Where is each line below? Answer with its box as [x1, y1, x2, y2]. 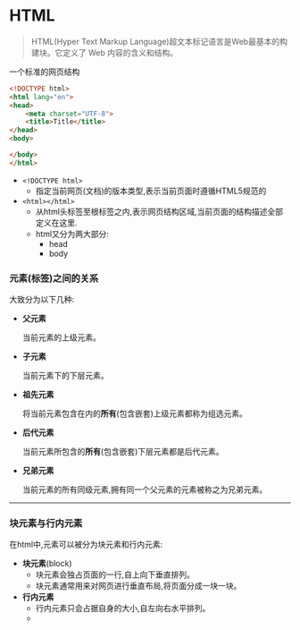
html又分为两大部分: [35, 228, 110, 239]
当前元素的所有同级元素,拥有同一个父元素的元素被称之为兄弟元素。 [21, 484, 268, 495]
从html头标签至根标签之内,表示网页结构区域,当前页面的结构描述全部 [35, 206, 284, 217]
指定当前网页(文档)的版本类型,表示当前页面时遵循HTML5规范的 [35, 185, 267, 196]
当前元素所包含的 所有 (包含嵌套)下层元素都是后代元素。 [21, 447, 225, 457]
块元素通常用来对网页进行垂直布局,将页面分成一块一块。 [35, 581, 242, 592]
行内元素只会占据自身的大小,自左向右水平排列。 [35, 603, 211, 614]
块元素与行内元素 [9, 517, 83, 530]
